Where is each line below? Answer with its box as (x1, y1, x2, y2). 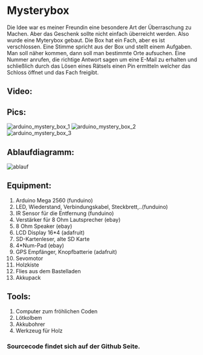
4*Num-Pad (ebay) (15, 242, 65, 249)
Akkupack (15, 274, 41, 281)
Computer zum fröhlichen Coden (15, 307, 98, 315)
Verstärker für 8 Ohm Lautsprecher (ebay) (15, 216, 121, 223)
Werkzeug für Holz (15, 327, 63, 334)
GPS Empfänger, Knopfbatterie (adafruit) (15, 248, 117, 255)
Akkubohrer (15, 320, 45, 328)
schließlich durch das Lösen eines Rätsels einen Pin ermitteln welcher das (7, 62, 191, 70)
